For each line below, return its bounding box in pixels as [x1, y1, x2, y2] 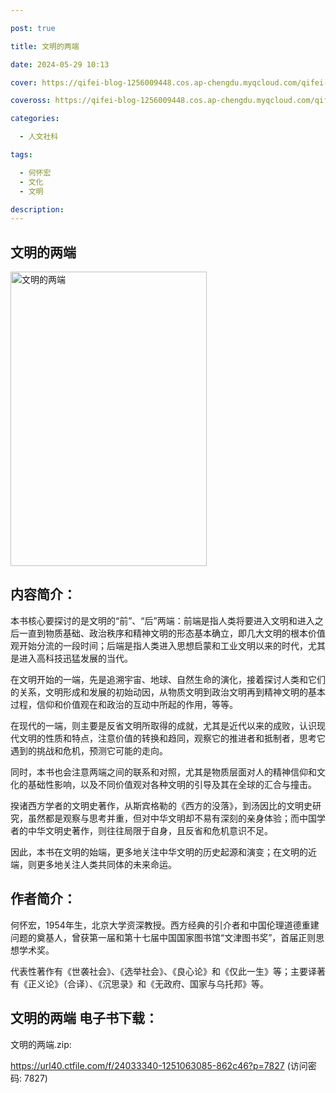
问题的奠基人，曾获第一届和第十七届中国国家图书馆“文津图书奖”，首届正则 [10, 931, 317, 943]
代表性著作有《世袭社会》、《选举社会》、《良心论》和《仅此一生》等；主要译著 [10, 965, 326, 977]
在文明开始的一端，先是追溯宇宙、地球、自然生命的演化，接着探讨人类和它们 [10, 673, 326, 685]
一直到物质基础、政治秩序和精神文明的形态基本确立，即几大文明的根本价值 [18, 627, 326, 639]
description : [10, 204, 65, 215]
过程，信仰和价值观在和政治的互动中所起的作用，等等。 [10, 698, 238, 710]
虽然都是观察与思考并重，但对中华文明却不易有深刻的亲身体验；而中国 [27, 812, 317, 824]
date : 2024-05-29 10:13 [10, 59, 110, 70]
